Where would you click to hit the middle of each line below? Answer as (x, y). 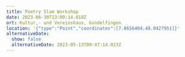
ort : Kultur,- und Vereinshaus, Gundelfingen (64, 23)
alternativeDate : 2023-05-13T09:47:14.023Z (66, 45)
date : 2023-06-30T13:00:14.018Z (46, 17)
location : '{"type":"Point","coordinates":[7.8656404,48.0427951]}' (93, 28)
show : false (27, 39)
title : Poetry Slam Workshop (42, 12)
